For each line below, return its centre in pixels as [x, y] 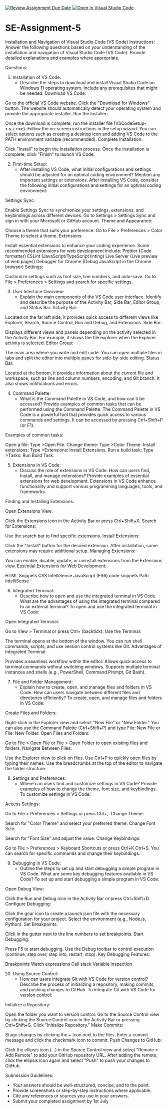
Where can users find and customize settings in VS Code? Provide [88, 783]
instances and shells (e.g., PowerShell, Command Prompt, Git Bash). [75, 672]
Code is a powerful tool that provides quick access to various [83, 414]
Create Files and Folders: [31, 713]
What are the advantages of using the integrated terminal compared [90, 601]
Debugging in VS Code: [36, 863]
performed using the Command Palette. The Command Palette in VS [90, 409]
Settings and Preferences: [39, 778]
